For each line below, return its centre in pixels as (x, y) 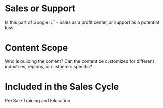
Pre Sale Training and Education (38, 100)
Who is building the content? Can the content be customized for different (80, 61)
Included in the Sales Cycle (62, 87)
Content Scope (37, 48)
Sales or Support (40, 9)
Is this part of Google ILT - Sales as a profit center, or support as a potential (82, 22)
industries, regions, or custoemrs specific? (49, 66)
